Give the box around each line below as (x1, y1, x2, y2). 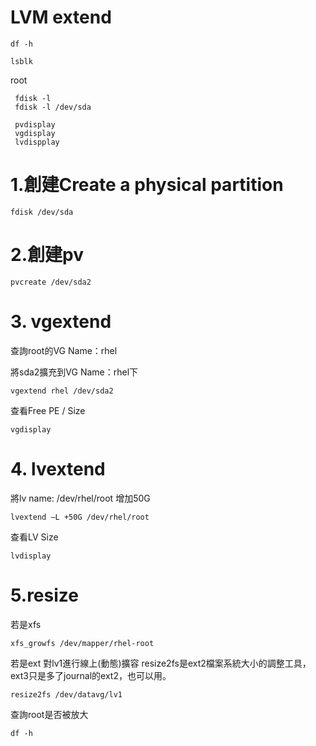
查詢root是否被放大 (10, 708, 89, 720)
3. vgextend (10, 311, 112, 333)
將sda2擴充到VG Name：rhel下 (10, 366, 139, 378)
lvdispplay (14, 137, 60, 147)
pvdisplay (14, 119, 56, 130)
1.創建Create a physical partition (10, 174, 284, 196)
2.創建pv (10, 244, 84, 266)
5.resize (10, 584, 79, 606)
